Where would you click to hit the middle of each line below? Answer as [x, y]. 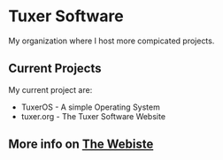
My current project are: [50, 89]
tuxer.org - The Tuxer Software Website [93, 116]
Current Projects [55, 69]
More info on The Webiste [81, 145]
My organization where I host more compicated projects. [111, 41]
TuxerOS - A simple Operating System [90, 107]
